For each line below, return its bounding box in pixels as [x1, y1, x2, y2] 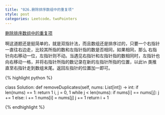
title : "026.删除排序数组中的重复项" [5, 7, 74, 12]
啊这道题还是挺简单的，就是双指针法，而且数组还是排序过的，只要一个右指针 [5, 41, 160, 46]
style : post [5, 12, 29, 17]
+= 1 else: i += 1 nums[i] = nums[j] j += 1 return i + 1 [5, 95, 109, 101]
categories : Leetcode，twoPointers [5, 16, 77, 21]
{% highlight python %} [5, 75, 53, 81]
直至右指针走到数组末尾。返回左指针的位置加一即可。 [5, 65, 113, 71]
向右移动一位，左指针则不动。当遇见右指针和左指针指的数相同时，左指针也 [9, 53, 160, 59]
